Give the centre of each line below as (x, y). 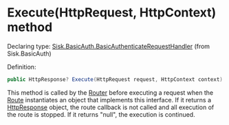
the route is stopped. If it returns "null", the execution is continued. (101, 114)
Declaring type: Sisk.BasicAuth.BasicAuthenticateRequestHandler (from (109, 46)
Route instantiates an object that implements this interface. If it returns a (109, 100)
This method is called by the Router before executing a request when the (110, 92)
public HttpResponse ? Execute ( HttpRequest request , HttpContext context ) (115, 79)
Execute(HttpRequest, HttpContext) (112, 13)
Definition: (22, 67)
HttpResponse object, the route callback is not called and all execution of (111, 107)
